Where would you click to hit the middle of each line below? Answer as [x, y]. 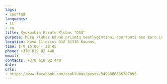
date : [11, 65]
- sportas [15, 14]
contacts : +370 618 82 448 [33, 60]
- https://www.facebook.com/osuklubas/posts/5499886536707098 [71, 74]
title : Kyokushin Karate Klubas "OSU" [45, 33]
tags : [11, 10]
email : [12, 56]
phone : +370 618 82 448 [30, 51]
